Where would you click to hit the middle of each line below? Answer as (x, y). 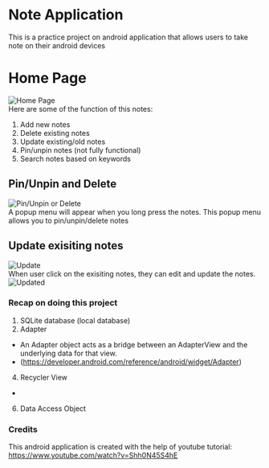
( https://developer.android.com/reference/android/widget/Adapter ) (131, 361)
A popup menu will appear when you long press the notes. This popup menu (135, 211)
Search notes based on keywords (75, 158)
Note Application (66, 15)
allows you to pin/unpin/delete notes (69, 220)
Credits (23, 429)
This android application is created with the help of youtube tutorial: (120, 447)
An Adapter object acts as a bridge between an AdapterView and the (134, 344)
